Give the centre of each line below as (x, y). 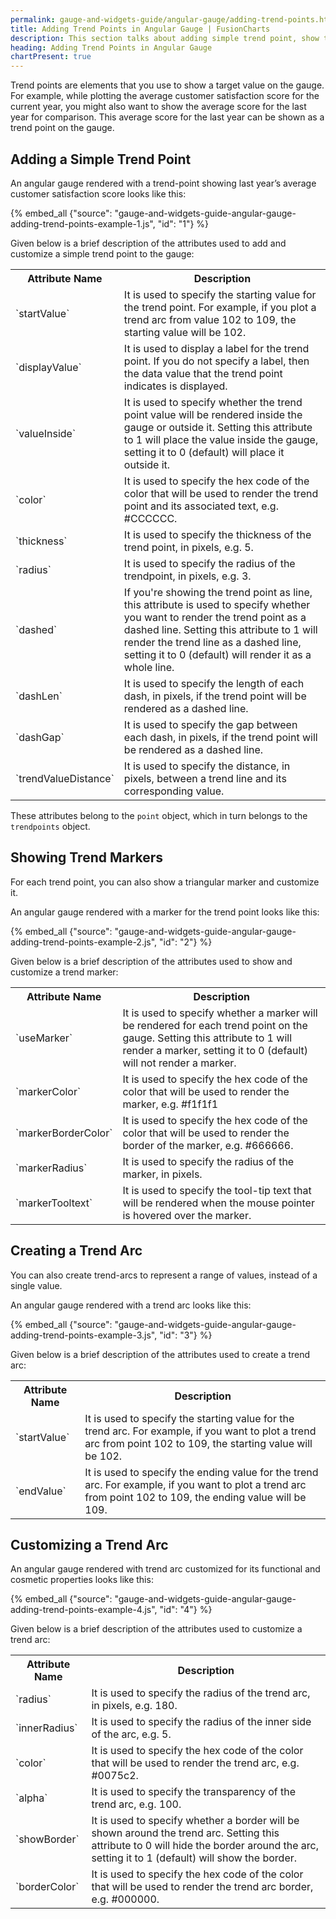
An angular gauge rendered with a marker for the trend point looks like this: (165, 912)
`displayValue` (48, 367)
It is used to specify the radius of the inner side (201, 1722)
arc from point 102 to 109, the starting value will (198, 1443)
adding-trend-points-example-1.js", (83, 223)
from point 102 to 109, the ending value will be (195, 1497)
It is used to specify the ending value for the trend (201, 1472)
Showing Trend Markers (87, 857)
